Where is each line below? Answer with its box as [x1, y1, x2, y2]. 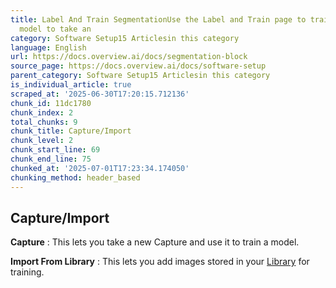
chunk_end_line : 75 [10, 154, 92, 164]
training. [10, 266, 45, 278]
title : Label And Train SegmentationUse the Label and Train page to [10, 14, 307, 25]
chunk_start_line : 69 [10, 145, 101, 155]
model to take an [19, 24, 92, 34]
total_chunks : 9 [10, 117, 78, 127]
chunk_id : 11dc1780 [10, 98, 92, 108]
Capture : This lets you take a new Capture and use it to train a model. [10, 236, 300, 248]
